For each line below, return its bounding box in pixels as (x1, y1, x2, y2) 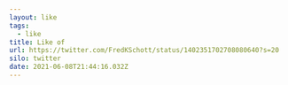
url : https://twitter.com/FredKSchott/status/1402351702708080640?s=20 (9, 46, 279, 55)
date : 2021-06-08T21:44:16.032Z (9, 63, 128, 72)
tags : (9, 21, 29, 30)
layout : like (9, 12, 58, 22)
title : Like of (9, 37, 66, 47)
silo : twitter (9, 54, 62, 63)
